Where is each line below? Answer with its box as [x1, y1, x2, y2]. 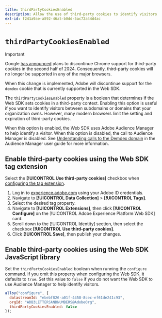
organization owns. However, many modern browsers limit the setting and [5, 110, 152, 117]
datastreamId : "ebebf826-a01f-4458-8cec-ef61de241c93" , [9, 295, 125, 300]
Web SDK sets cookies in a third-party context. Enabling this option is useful [5, 100, 158, 106]
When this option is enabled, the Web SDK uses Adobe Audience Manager [5, 125, 154, 131]
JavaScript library [5, 253, 61, 261]
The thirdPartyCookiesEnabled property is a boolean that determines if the [5, 95, 154, 101]
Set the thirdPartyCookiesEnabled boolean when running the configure [5, 265, 147, 271]
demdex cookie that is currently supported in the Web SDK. [5, 86, 121, 91]
